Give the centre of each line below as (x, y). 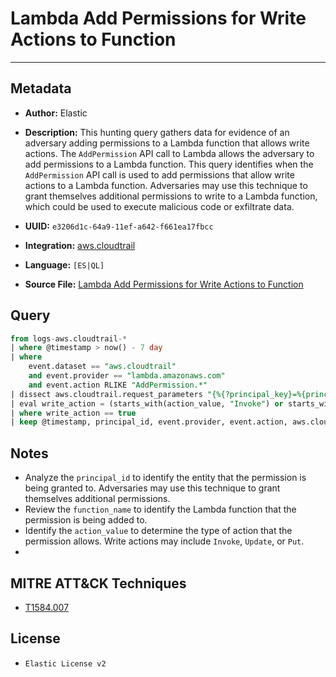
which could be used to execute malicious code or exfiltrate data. (159, 206)
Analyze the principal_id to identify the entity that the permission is (165, 478)
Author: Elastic (56, 113)
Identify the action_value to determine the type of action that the (158, 531)
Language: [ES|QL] (64, 264)
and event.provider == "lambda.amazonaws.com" (127, 376)
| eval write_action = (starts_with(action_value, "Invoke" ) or (147, 403)
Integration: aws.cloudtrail (80, 245)
